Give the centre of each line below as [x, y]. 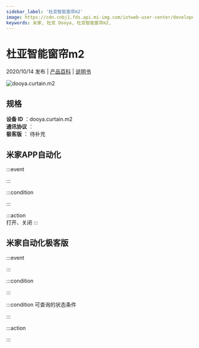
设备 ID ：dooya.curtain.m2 [39, 119]
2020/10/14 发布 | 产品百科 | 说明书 [49, 71]
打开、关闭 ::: [22, 222]
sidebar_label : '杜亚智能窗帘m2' [45, 12]
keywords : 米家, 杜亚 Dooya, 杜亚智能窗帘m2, [59, 23]
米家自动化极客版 [37, 243]
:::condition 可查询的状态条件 [41, 305]
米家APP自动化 [33, 154]
